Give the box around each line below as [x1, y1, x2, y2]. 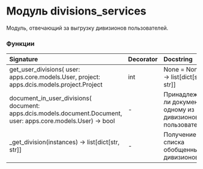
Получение [163, 130, 196, 139]
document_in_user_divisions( [9, 94, 92, 102]
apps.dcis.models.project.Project [9, 81, 103, 89]
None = [163, 65, 185, 74]
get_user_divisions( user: [9, 65, 80, 74]
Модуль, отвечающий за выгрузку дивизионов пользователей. [6, 24, 169, 31]
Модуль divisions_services [6, 4, 147, 18]
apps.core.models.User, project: [9, 73, 101, 81]
